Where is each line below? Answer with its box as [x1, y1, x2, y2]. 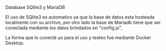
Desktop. [5, 40, 25, 46]
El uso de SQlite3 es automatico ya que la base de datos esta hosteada [5, 14, 155, 20]
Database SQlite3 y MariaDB [5, 5, 65, 10]
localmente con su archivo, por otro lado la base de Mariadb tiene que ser [5, 20, 161, 25]
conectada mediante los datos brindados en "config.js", [5, 25, 123, 31]
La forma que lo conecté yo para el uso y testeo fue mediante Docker [5, 35, 152, 40]
